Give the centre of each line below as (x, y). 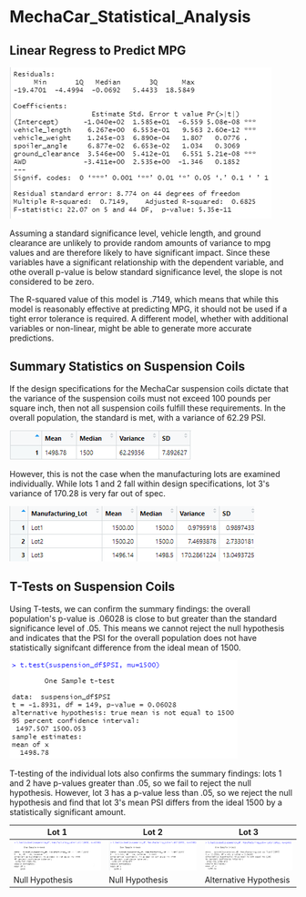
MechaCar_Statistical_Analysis (130, 17)
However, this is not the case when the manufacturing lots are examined (145, 474)
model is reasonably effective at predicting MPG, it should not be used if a (148, 309)
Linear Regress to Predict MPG (98, 51)
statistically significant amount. (67, 811)
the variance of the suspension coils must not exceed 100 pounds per (140, 398)
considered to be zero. (52, 281)
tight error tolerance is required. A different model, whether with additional (149, 319)
